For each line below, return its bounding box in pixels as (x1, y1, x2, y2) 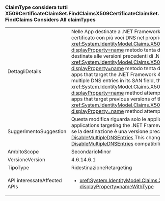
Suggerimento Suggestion (7, 128, 67, 135)
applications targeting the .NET (71, 122, 143, 129)
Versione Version (7, 156, 46, 163)
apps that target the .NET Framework (71, 71, 157, 78)
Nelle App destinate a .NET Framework (71, 28, 161, 35)
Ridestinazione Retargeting (71, 164, 132, 171)
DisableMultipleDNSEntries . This (71, 134, 145, 141)
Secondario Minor (71, 149, 111, 155)
